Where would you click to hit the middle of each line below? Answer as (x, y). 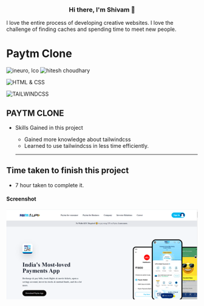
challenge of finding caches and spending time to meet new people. (91, 29)
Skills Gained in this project (49, 128)
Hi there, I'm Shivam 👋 (102, 10)
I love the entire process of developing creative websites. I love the (90, 23)
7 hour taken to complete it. (49, 185)
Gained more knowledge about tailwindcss (77, 139)
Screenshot (21, 199)
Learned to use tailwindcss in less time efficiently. (87, 146)
